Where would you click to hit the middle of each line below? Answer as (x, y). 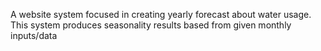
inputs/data (34, 35)
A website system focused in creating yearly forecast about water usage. (161, 14)
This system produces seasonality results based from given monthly (151, 25)
